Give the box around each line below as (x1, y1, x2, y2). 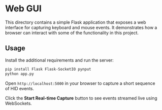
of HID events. (5, 85, 34, 91)
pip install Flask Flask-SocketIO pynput (5, 67, 92, 72)
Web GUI (5, 3, 42, 14)
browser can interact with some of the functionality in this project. (5, 30, 139, 36)
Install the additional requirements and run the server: (5, 57, 114, 63)
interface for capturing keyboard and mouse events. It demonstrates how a (5, 24, 158, 30)
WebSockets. (5, 100, 32, 106)
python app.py (5, 71, 34, 76)
